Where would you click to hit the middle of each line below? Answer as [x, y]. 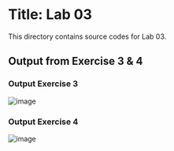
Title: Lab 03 [50, 15]
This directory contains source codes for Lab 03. [87, 36]
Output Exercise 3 [43, 84]
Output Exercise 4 [43, 122]
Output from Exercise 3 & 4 [76, 61]
